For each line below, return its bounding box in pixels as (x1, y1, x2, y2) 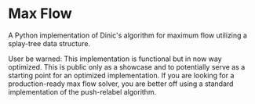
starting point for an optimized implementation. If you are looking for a (8, 70, 235, 80)
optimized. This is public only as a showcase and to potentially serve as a (8, 62, 246, 71)
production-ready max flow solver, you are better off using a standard (8, 79, 234, 88)
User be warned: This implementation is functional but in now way (8, 54, 222, 63)
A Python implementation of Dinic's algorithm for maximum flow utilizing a (8, 30, 247, 40)
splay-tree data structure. (8, 38, 91, 48)
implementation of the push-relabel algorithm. (8, 87, 157, 96)
